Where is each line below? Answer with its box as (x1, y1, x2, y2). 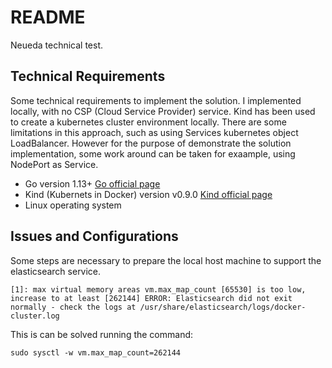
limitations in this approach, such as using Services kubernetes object (10, 126, 299, 138)
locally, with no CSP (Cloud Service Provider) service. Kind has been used (10, 105, 316, 117)
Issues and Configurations (10, 228, 179, 245)
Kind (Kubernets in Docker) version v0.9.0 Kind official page (24, 188, 273, 200)
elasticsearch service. (10, 265, 102, 277)
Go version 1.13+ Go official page (24, 177, 161, 190)
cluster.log (10, 311, 60, 321)
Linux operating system (24, 199, 122, 211)
